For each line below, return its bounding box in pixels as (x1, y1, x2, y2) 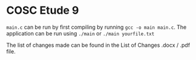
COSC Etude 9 (6, 4, 79, 17)
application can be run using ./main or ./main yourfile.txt (6, 29, 155, 37)
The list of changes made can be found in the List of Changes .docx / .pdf (6, 41, 191, 49)
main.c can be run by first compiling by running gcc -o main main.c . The (6, 23, 187, 31)
